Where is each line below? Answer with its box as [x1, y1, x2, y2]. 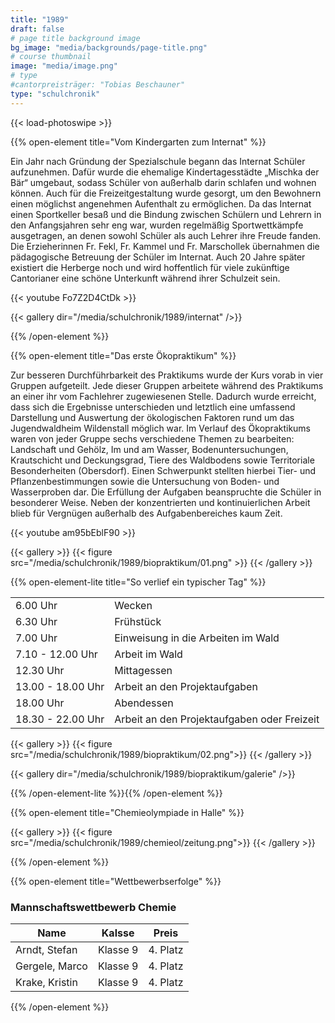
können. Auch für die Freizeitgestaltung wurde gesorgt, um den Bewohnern [10, 187, 322, 199]
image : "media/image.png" [10, 61, 118, 71]
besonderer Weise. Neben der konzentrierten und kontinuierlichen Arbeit [10, 496, 311, 508]
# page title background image [10, 33, 141, 43]
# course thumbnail [10, 52, 92, 62]
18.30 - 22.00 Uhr [15, 712, 105, 726]
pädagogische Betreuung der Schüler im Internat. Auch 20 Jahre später [10, 251, 306, 263]
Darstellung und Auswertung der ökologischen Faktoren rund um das [10, 411, 295, 423]
